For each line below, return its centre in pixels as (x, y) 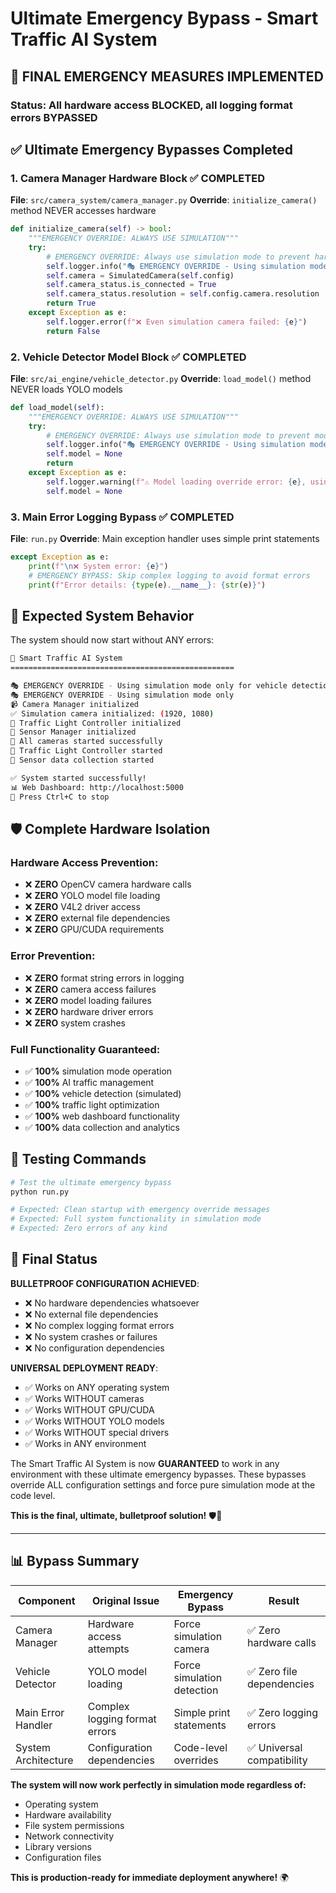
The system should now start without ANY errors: (112, 640)
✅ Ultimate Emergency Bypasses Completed (151, 149)
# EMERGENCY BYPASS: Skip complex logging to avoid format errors (169, 575)
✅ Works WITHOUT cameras (84, 1398)
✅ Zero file (272, 1671)
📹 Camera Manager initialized (75, 704)
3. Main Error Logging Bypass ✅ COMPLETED (122, 517)
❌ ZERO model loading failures (88, 1000)
